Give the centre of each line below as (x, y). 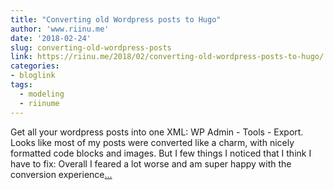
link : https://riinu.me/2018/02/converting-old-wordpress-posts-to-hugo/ (167, 57)
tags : (21, 85)
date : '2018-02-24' (51, 38)
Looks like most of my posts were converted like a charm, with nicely (152, 142)
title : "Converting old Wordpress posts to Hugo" (116, 19)
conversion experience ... (61, 174)
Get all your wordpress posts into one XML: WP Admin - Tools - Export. (157, 132)
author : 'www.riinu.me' (60, 29)
